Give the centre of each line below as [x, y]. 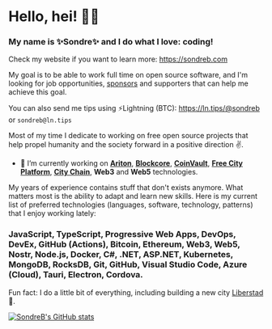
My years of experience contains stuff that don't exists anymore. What [126, 188]
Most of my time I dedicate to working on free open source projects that [128, 136]
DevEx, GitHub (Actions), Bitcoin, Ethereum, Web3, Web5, [124, 244]
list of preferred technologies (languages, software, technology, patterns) [131, 205]
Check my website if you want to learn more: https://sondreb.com [118, 59]
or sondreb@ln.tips [40, 120]
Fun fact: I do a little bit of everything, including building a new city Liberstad [136, 292]
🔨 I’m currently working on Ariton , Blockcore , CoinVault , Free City [132, 163]
